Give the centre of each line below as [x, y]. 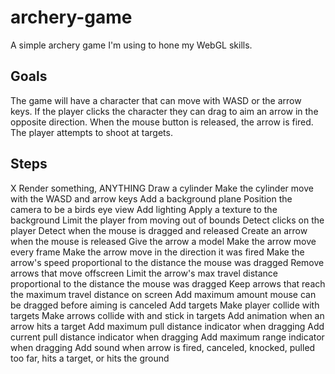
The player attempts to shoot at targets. [91, 132]
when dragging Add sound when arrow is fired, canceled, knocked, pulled [163, 347]
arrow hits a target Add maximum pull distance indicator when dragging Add [167, 326]
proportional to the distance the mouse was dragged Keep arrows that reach [168, 283]
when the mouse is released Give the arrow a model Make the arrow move [163, 241]
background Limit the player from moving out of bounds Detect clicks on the [167, 220]
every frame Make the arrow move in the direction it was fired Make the [157, 252]
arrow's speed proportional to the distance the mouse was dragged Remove [167, 262]
